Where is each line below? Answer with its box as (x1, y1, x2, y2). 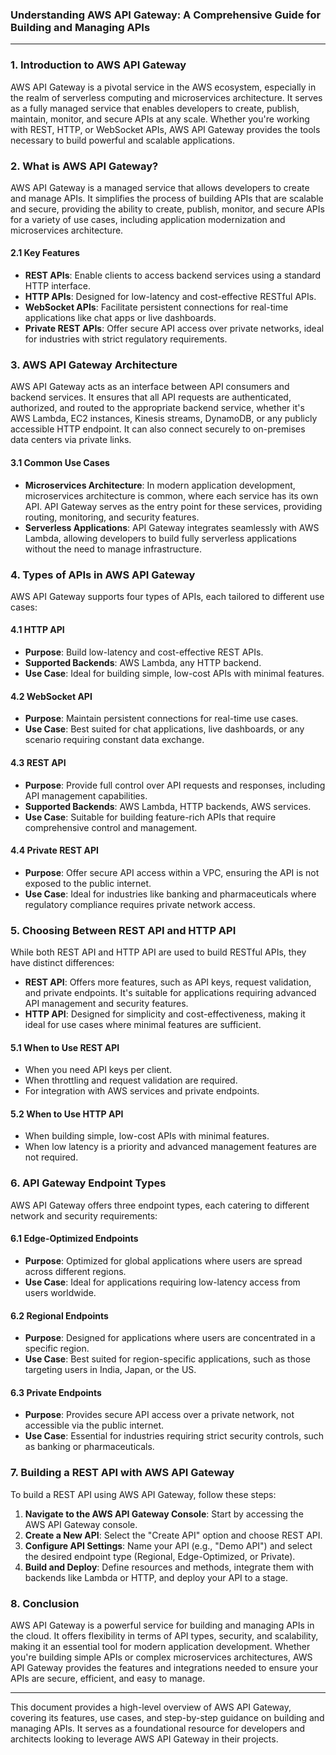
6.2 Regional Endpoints (10, 1309, 109, 1322)
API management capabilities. (24, 789, 148, 802)
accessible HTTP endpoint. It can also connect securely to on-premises (10, 423, 306, 435)
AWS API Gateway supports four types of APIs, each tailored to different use (10, 590, 325, 602)
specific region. (24, 1343, 90, 1355)
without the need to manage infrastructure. (24, 543, 203, 555)
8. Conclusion (10, 1596, 80, 1610)
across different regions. (24, 1265, 127, 1277)
